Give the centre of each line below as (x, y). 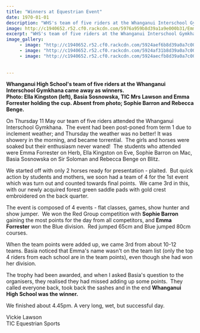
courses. (17, 233)
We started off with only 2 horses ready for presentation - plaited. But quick (100, 171)
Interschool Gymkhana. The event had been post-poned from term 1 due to (99, 127)
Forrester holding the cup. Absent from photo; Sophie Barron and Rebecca (100, 103)
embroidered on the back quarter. (48, 196)
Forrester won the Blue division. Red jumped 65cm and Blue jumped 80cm (99, 227)
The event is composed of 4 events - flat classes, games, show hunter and (98, 208)
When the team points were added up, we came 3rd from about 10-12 (91, 245)
